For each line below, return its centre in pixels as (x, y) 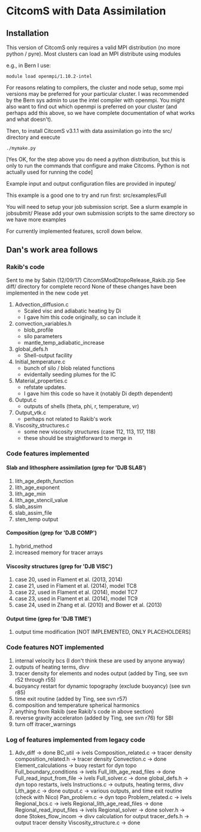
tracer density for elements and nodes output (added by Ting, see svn (101, 673)
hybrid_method (33, 546)
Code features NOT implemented (55, 648)
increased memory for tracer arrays (59, 552)
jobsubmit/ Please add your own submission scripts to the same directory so (100, 213)
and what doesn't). (29, 119)
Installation (28, 33)
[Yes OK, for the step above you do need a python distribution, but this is (96, 159)
